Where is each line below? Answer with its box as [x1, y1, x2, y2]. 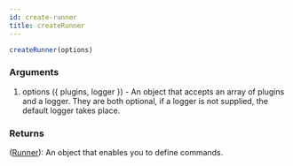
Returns [9, 127, 44, 140]
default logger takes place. [21, 105, 121, 116]
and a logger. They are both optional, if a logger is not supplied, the [21, 95, 269, 106]
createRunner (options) [9, 45, 93, 54]
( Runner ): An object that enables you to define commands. [9, 147, 224, 157]
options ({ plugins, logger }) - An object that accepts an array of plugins [21, 86, 285, 97]
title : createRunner [9, 21, 86, 30]
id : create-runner [9, 12, 77, 22]
